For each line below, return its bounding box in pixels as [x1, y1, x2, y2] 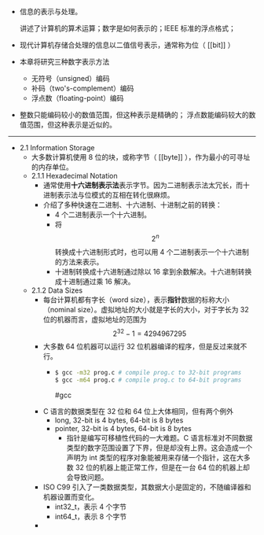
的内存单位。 [31, 162, 73, 172]
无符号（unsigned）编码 [31, 74, 110, 83]
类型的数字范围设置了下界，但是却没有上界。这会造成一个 [66, 443, 253, 452]
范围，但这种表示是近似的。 [26, 120, 116, 129]
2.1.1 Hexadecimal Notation [31, 172, 118, 180]
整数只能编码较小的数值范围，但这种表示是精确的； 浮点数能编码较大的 [19, 110, 249, 120]
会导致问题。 [66, 473, 108, 482]
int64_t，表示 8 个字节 [54, 512, 127, 522]
